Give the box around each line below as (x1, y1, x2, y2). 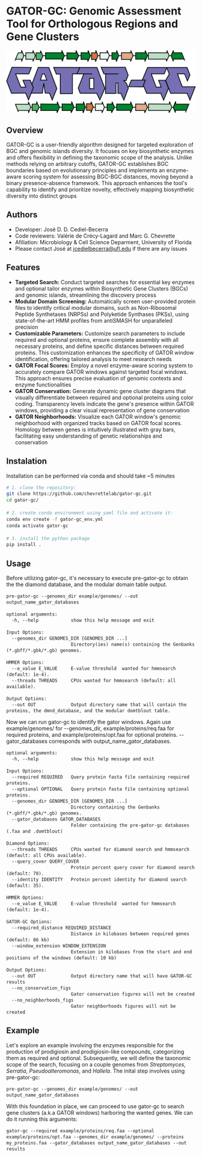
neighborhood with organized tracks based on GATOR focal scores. (14, 419, 182, 426)
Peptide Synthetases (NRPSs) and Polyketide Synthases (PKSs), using (14, 311, 189, 318)
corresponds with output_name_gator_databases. (49, 737, 171, 745)
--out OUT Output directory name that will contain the (11, 702, 187, 708)
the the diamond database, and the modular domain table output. (6, 581, 167, 588)
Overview (6, 125, 44, 135)
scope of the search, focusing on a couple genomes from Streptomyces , (6, 1061, 186, 1068)
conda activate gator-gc (6, 523, 69, 529)
